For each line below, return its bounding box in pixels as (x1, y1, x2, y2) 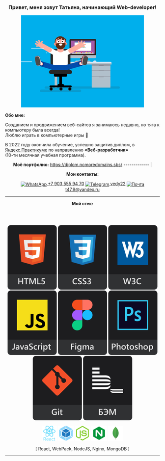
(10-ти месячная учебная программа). (5, 152, 86, 158)
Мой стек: (72, 200, 93, 206)
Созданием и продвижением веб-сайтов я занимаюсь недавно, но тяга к (5, 122, 160, 128)
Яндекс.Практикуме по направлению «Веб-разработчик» (5, 147, 129, 153)
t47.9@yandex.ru (65, 186, 100, 192)
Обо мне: (5, 112, 26, 118)
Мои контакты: (66, 171, 99, 177)
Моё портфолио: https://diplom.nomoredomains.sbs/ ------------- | (13, 162, 152, 168)
